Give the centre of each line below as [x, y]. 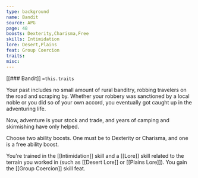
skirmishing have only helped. [43, 126]
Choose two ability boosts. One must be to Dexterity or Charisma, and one [97, 138]
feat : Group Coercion [33, 50]
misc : [13, 61]
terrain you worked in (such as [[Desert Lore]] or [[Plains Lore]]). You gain [97, 162]
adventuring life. [26, 109]
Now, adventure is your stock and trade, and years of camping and [88, 120]
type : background [28, 12]
